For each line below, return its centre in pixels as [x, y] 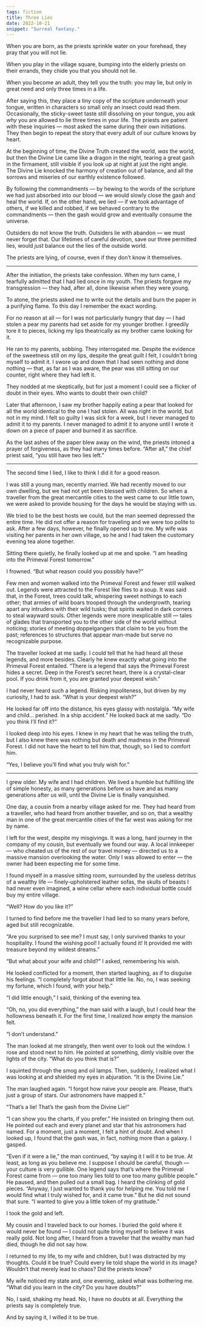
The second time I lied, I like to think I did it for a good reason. [83, 473]
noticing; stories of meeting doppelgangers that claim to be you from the [97, 629]
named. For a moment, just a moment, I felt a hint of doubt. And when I [95, 1132]
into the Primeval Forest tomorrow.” [50, 560]
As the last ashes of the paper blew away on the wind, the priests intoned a [100, 442]
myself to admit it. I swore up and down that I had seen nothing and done [98, 362]
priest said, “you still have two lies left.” [55, 455]
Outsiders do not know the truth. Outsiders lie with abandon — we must [96, 233]
